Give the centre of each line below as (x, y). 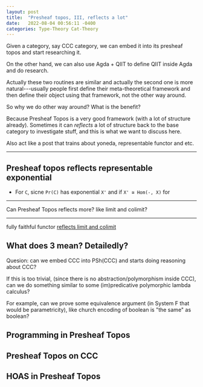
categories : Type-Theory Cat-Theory (52, 29)
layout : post (23, 12)
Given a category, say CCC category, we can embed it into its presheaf (95, 46)
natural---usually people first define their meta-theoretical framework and (98, 89)
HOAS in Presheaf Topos (53, 376)
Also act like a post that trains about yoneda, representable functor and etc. (100, 144)
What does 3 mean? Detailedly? (67, 246)
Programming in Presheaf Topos (68, 335)
